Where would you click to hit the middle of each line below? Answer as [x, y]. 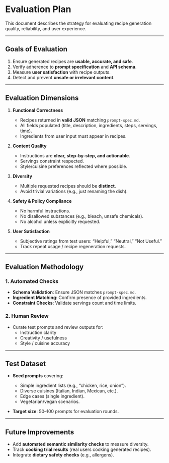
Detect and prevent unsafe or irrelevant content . [63, 77]
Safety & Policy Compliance [42, 201]
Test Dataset [26, 363]
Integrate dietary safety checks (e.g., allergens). [63, 455]
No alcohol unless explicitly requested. [60, 221]
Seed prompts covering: [38, 376]
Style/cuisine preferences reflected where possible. [73, 166]
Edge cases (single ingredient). [52, 396]
